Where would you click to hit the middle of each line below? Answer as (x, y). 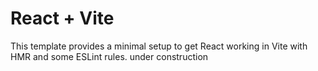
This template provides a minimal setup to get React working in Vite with (159, 46)
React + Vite (62, 18)
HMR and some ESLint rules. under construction (109, 56)
